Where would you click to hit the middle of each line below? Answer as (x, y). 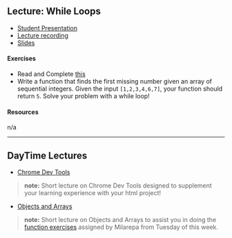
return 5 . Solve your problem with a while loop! (83, 96)
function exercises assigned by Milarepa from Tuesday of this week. (121, 227)
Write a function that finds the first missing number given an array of (115, 82)
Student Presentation (47, 28)
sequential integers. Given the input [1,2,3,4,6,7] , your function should (120, 89)
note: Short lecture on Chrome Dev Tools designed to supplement (118, 185)
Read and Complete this (51, 74)
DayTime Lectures (47, 155)
